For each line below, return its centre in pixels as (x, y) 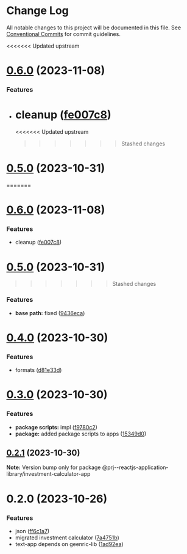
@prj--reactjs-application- (135, 467)
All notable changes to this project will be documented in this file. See (94, 27)
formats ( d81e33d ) (38, 370)
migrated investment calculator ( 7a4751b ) (67, 538)
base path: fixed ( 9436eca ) (50, 313)
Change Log (37, 11)
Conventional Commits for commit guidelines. (63, 34)
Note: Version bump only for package (54, 467)
